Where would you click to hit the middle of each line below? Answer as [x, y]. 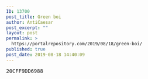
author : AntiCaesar [30, 22]
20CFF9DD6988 [25, 71]
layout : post [22, 33]
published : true [26, 49]
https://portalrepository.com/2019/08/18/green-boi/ [77, 44]
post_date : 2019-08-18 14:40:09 [45, 55]
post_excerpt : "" [27, 28]
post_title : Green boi [34, 17]
